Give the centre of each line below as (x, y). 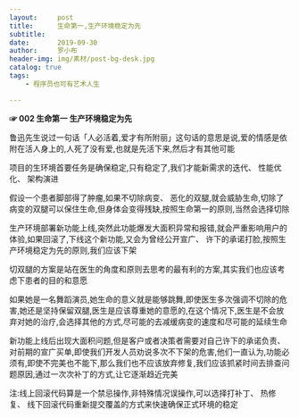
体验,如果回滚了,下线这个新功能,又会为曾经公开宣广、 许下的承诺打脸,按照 (144, 238)
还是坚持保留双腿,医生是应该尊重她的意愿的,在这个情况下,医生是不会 (152, 310)
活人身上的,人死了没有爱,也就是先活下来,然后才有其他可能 (130, 148)
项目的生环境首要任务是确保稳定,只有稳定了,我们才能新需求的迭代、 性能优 (146, 167)
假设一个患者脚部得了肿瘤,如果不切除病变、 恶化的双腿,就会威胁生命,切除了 (147, 197)
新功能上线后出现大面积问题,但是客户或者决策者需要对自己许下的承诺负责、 (147, 340)
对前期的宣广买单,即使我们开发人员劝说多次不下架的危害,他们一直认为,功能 (146, 351)
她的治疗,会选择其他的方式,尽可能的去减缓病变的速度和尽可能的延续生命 (156, 322)
